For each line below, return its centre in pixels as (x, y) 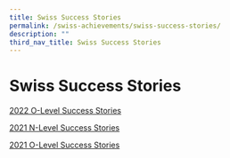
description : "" (39, 34)
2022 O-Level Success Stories (66, 111)
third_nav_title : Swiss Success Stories (86, 42)
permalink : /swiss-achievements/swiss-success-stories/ (115, 26)
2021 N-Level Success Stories (65, 128)
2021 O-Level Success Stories (65, 145)
